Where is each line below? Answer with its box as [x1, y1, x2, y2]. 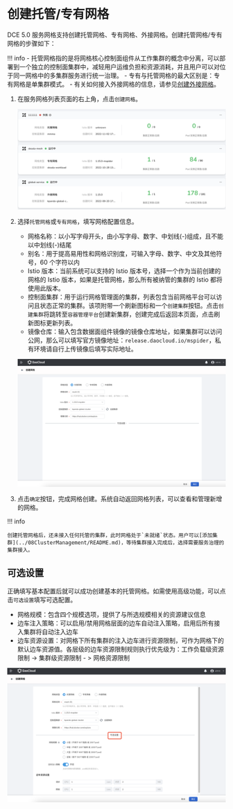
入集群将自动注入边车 [17, 627, 78, 636]
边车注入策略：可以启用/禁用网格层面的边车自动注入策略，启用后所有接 [17, 618, 221, 627]
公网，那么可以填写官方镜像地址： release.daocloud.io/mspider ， [27, 336, 215, 344]
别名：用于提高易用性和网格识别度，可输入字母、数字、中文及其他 [27, 249, 216, 257]
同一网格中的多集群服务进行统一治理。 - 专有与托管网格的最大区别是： [12, 71, 214, 80]
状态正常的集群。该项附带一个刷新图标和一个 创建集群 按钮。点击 [40, 301, 219, 309]
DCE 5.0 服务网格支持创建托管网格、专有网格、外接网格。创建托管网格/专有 [7, 31, 223, 39]
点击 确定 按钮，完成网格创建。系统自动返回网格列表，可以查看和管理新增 [17, 495, 223, 503]
